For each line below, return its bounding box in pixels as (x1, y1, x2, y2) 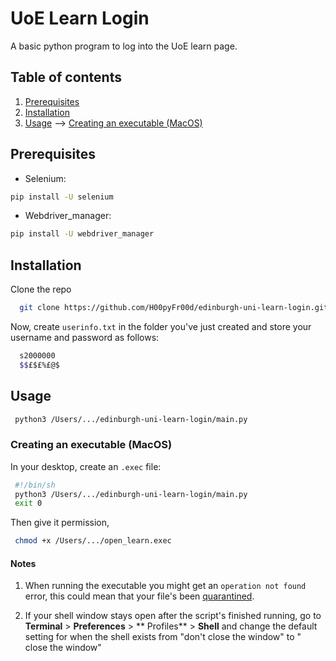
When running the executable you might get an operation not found (24, 580, 307, 592)
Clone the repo (10, 283, 72, 296)
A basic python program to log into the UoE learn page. (10, 40, 238, 52)
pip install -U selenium (10, 192, 114, 202)
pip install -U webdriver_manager (10, 229, 155, 239)
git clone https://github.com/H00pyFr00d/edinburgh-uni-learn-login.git (19, 303, 329, 313)
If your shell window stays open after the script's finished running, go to (24, 610, 322, 622)
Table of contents (10, 69, 122, 86)
